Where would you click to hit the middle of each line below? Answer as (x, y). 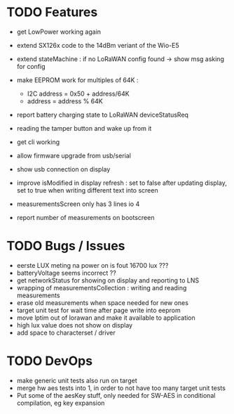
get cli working (38, 142)
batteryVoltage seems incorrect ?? (66, 273)
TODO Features (52, 12)
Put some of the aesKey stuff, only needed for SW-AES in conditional (116, 395)
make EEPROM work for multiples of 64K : (77, 80)
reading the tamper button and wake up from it (84, 128)
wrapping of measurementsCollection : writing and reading (102, 287)
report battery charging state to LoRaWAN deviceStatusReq (102, 115)
